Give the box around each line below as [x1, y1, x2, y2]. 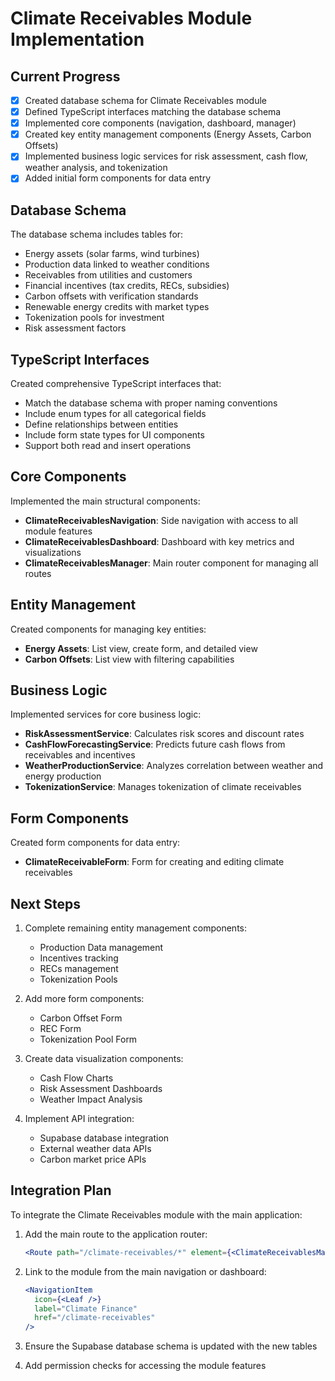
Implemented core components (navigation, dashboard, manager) [24, 117, 297, 129]
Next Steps [10, 895, 81, 912]
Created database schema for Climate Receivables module [24, 95, 267, 106]
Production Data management [39, 942, 164, 954]
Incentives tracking [39, 952, 119, 964]
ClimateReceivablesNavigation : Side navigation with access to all [24, 514, 298, 526]
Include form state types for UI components [24, 429, 205, 441]
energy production [24, 770, 102, 782]
